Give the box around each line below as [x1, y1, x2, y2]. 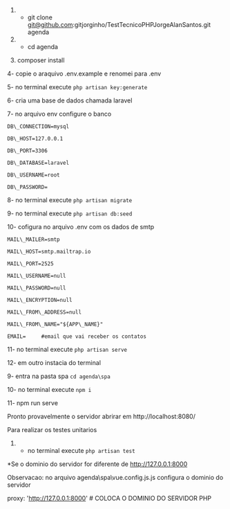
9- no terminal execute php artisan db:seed [7, 209, 133, 217]
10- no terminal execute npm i [7, 386, 92, 393]
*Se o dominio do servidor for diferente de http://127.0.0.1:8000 [7, 460, 188, 468]
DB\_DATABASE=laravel [7, 159, 70, 166]
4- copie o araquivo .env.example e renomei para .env [7, 69, 162, 78]
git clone [27, 13, 53, 21]
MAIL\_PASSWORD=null [7, 285, 67, 292]
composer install [17, 56, 65, 64]
